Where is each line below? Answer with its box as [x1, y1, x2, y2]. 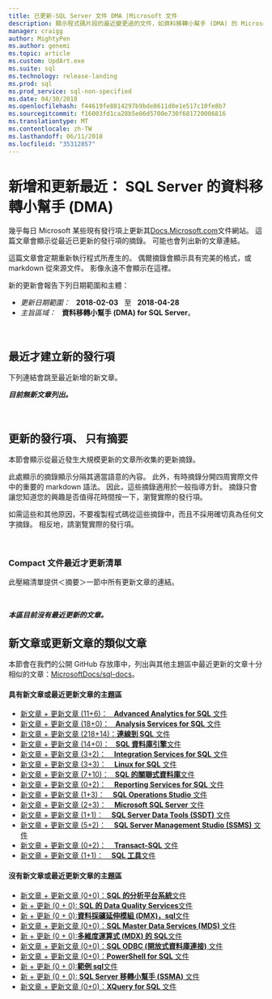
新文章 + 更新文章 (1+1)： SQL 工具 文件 [19, 851, 156, 860]
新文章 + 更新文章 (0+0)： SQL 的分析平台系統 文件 [19, 890, 187, 900]
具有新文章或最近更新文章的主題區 [8, 689, 122, 699]
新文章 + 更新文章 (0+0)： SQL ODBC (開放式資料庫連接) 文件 [19, 941, 223, 950]
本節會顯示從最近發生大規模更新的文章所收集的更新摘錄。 [8, 455, 200, 464]
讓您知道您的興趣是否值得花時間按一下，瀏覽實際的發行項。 [8, 492, 207, 502]
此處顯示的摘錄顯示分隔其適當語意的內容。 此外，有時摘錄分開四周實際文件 [8, 472, 259, 482]
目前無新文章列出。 [8, 390, 73, 399]
